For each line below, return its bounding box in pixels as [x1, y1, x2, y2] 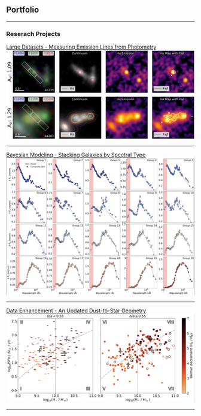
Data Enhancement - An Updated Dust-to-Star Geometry [6, 307, 147, 314]
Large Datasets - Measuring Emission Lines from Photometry [6, 43, 157, 50]
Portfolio [6, 5, 39, 15]
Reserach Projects [6, 29, 61, 38]
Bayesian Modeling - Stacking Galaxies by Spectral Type [6, 151, 146, 158]
